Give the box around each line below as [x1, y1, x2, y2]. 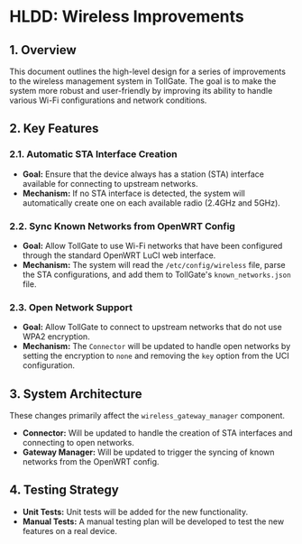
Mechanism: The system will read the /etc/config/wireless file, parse [22, 259, 286, 270]
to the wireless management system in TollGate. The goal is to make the [9, 76, 277, 87]
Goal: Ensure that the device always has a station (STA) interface [22, 169, 264, 180]
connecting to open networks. [22, 438, 135, 448]
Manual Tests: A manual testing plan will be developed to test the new [22, 516, 285, 527]
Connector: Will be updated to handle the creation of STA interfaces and [22, 428, 293, 438]
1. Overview [9, 42, 77, 58]
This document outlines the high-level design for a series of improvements [9, 66, 287, 77]
